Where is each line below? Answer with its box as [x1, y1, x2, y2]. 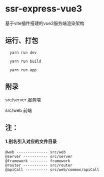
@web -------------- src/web [5, 150, 66, 155]
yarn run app [9, 67, 37, 73]
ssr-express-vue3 [5, 3, 82, 15]
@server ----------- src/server [5, 154, 72, 159]
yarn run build [9, 59, 41, 64]
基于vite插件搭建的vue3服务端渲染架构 [5, 20, 84, 26]
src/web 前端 [5, 107, 32, 113]
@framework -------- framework [5, 158, 70, 163]
